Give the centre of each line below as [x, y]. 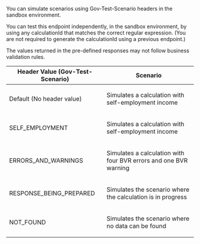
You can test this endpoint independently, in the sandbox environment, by [96, 26]
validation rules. [26, 57]
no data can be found [136, 226]
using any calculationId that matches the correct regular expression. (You [96, 33]
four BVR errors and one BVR [147, 160]
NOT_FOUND [28, 222]
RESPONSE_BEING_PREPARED [52, 193]
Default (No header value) [46, 99]
